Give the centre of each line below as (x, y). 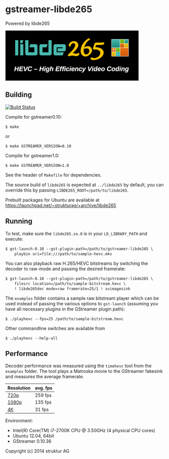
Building (19, 95)
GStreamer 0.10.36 (32, 441)
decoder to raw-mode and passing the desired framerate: (65, 269)
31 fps (42, 409)
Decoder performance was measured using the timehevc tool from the (78, 366)
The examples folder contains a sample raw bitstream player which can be (82, 298)
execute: (14, 239)
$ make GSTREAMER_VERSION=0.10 (38, 146)
